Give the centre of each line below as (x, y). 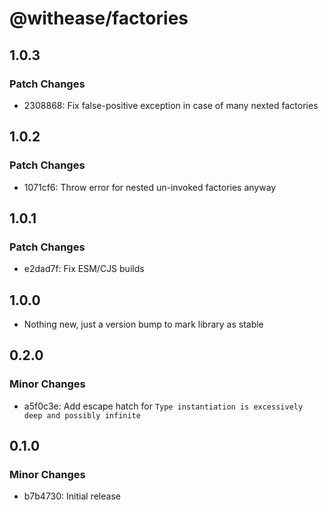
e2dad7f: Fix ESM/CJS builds (84, 269)
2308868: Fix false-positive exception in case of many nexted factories (171, 105)
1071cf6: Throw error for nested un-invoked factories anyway (150, 187)
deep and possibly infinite (82, 415)
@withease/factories (99, 18)
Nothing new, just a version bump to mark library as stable (143, 324)
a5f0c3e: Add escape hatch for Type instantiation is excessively (163, 406)
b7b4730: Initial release (72, 496)
